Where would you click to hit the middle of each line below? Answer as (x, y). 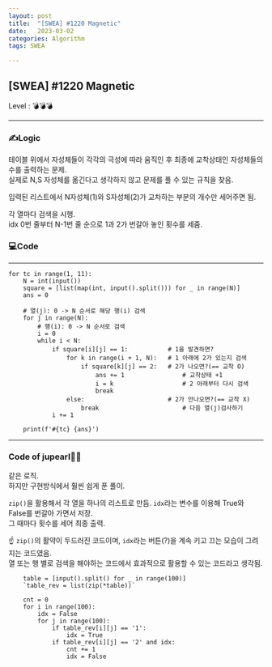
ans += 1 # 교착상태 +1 (159, 375)
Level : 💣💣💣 (31, 105)
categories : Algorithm (47, 38)
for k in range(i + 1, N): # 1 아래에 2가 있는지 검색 (156, 358)
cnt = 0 (36, 600)
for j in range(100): (74, 621)
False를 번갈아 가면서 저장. (51, 513)
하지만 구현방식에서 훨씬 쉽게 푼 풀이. (67, 486)
